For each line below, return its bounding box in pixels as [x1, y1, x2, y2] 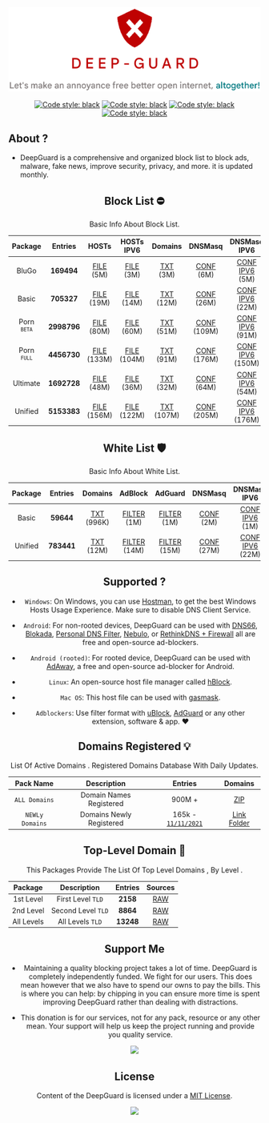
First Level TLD [56, 894, 104, 904]
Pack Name [14, 778, 54, 788]
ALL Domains [14, 796, 54, 804]
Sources [147, 883, 175, 892]
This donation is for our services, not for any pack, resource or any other [20, 1013, 261, 1023]
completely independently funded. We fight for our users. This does [28, 972, 253, 981]
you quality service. [107, 1030, 174, 1040]
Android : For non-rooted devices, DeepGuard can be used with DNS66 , [23, 620, 258, 630]
